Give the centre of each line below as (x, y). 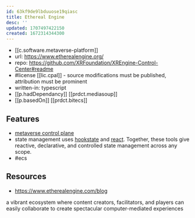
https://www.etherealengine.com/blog (61, 191)
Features (23, 119)
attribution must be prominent (51, 82)
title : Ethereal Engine (35, 17)
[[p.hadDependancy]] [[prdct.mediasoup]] (66, 94)
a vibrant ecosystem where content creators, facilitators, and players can (95, 202)
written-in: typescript (40, 88)
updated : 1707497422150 (35, 28)
